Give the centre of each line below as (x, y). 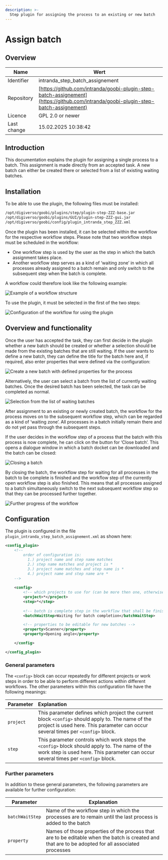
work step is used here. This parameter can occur (96, 752)
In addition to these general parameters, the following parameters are (77, 784)
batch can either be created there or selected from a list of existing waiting (82, 171)
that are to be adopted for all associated (93, 844)
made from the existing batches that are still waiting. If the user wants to (79, 351)
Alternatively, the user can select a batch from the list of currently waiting (81, 381)
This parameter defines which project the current (95, 713)
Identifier (18, 80)
